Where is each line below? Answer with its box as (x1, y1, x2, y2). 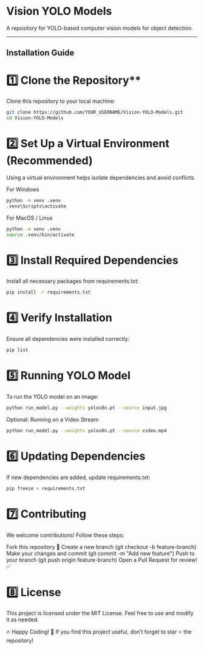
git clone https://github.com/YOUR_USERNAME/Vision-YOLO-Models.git (6, 110, 183, 116)
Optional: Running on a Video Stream (6, 416, 99, 423)
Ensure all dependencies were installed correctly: (6, 335, 130, 343)
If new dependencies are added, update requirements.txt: (6, 474, 151, 481)
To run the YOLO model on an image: (6, 393, 99, 400)
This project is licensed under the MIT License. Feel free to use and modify (6, 610, 194, 617)
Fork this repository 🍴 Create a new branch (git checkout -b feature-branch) (6, 543, 197, 550)
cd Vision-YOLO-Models (6, 115, 64, 121)
